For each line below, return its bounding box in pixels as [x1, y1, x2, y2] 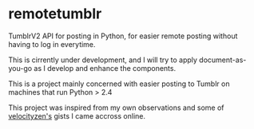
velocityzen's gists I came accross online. [8, 111, 146, 120]
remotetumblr [8, 5, 102, 23]
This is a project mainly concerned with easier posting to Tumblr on [8, 79, 230, 88]
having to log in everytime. [8, 39, 96, 49]
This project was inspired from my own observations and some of [8, 103, 224, 112]
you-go [8, 63, 33, 72]
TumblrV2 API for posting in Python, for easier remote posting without [8, 31, 238, 41]
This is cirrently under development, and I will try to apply [8, 55, 198, 64]
